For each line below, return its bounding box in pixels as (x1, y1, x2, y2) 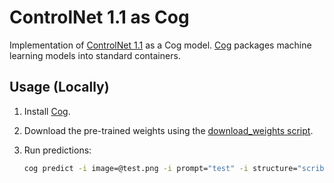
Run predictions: (23, 144, 92, 156)
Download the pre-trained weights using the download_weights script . (23, 124, 314, 136)
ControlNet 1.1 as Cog (9, 6, 190, 29)
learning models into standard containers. (9, 49, 181, 61)
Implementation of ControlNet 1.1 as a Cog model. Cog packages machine (9, 39, 312, 51)
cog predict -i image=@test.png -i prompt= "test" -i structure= (23, 163, 298, 173)
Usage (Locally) (9, 79, 110, 96)
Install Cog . (23, 105, 71, 117)
